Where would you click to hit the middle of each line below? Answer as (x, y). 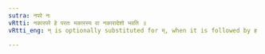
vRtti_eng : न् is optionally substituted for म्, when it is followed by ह (133, 30)
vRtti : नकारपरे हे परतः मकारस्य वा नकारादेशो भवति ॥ (77, 23)
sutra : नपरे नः (29, 15)
